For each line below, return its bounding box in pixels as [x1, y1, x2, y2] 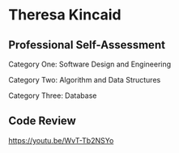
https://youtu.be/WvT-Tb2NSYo [8, 135, 114, 145]
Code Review [8, 114, 77, 128]
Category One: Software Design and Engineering [8, 59, 172, 69]
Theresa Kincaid [8, 6, 121, 24]
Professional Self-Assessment [8, 38, 166, 52]
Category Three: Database [8, 91, 97, 100]
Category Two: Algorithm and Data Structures [8, 75, 161, 84]
